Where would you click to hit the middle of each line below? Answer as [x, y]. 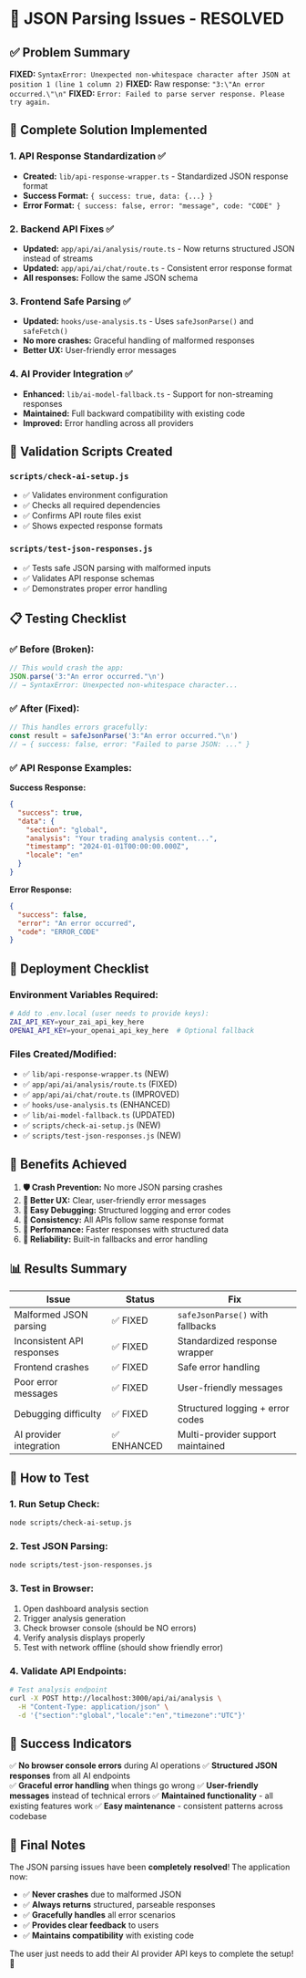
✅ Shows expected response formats [93, 526]
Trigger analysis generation [74, 1618]
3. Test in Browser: [51, 1588]
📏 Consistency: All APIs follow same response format [123, 1219]
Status [140, 1299]
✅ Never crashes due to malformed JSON [102, 1895]
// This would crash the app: [67, 668]
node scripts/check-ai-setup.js [71, 1523]
